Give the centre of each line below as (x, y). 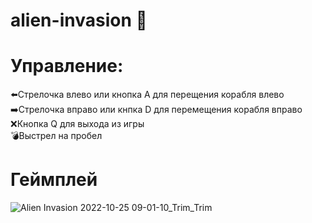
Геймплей (54, 180)
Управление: (67, 66)
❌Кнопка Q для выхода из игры (77, 124)
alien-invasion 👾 (79, 20)
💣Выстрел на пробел (56, 136)
